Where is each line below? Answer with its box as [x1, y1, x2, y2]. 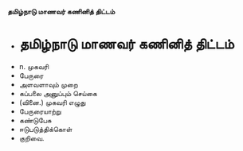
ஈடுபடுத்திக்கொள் [18, 124, 73, 134]
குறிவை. [18, 133, 45, 142]
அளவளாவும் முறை [18, 79, 79, 89]
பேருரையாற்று [18, 106, 61, 116]
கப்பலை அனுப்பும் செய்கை [18, 88, 97, 98]
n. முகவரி [18, 61, 49, 71]
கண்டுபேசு [18, 115, 53, 125]
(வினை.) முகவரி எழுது [18, 97, 86, 106]
